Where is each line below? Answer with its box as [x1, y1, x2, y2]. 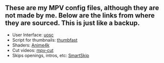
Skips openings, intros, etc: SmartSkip [12, 52, 90, 58]
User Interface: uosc [12, 31, 54, 38]
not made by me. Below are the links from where [5, 12, 155, 20]
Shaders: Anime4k [12, 42, 50, 48]
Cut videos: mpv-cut [12, 47, 54, 53]
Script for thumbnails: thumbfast [12, 37, 78, 43]
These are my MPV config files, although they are [5, 4, 159, 12]
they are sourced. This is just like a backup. [5, 19, 140, 27]
